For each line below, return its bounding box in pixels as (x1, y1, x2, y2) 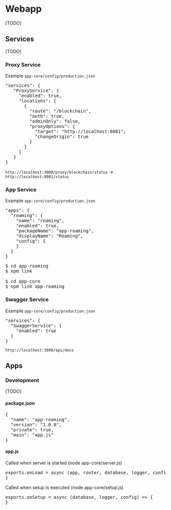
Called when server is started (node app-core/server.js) (5, 459, 122, 466)
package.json (5, 400, 35, 406)
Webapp (5, 3, 42, 15)
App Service (5, 186, 37, 193)
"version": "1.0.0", (10, 422, 62, 427)
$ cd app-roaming (5, 263, 48, 269)
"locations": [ (18, 98, 57, 104)
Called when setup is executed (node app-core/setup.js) (5, 484, 124, 491)
